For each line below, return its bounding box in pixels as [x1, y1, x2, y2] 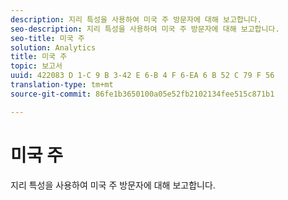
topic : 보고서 [10, 61, 63, 71]
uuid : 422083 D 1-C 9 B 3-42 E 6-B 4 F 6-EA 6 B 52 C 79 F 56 [10, 71, 275, 81]
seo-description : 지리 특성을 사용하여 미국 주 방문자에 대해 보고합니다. [10, 24, 280, 34]
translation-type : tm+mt [10, 80, 114, 90]
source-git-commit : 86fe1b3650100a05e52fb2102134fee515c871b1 [10, 89, 275, 99]
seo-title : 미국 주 [10, 33, 85, 43]
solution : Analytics [10, 42, 97, 53]
